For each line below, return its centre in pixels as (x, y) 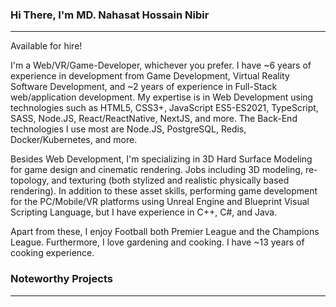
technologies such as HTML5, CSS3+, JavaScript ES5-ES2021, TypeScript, (164, 108)
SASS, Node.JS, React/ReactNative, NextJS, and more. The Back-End (154, 119)
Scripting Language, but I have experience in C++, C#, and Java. (144, 212)
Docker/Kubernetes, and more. (74, 140)
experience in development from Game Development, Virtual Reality (150, 76)
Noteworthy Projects (61, 279)
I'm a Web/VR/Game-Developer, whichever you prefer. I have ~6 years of (161, 65)
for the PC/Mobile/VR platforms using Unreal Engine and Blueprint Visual (160, 202)
